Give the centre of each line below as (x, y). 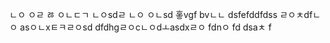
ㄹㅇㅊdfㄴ (300, 14)
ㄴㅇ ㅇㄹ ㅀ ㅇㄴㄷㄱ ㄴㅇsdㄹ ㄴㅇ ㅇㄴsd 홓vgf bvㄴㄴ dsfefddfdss (143, 14)
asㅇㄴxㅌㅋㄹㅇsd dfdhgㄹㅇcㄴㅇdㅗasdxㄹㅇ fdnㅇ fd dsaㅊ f (145, 27)
